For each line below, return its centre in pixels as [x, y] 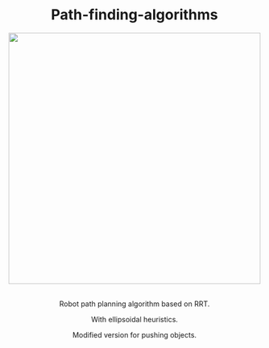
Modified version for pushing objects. [134, 334]
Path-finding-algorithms [134, 15]
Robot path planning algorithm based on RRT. [134, 304]
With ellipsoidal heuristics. [134, 319]
